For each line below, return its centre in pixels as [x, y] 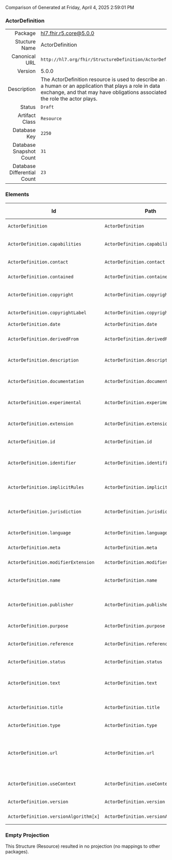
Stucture [25, 42]
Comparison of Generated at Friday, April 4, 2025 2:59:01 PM [70, 7]
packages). [17, 851]
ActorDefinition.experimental [45, 402]
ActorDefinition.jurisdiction [45, 511]
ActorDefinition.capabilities [45, 244]
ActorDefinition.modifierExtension [51, 562]
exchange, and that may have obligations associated [104, 92]
